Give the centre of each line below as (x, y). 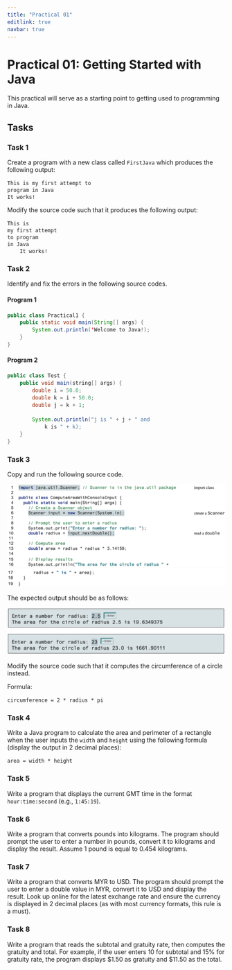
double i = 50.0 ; (57, 390)
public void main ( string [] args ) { (71, 383)
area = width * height (40, 761)
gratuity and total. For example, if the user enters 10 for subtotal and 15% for (116, 952)
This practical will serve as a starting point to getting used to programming (114, 98)
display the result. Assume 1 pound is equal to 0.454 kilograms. (98, 849)
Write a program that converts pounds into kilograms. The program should (113, 834)
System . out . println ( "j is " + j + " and (91, 419)
